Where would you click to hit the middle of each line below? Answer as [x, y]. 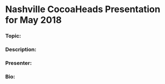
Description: [21, 50]
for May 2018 [33, 20]
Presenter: [18, 63]
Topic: [13, 36]
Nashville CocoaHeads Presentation [83, 9]
